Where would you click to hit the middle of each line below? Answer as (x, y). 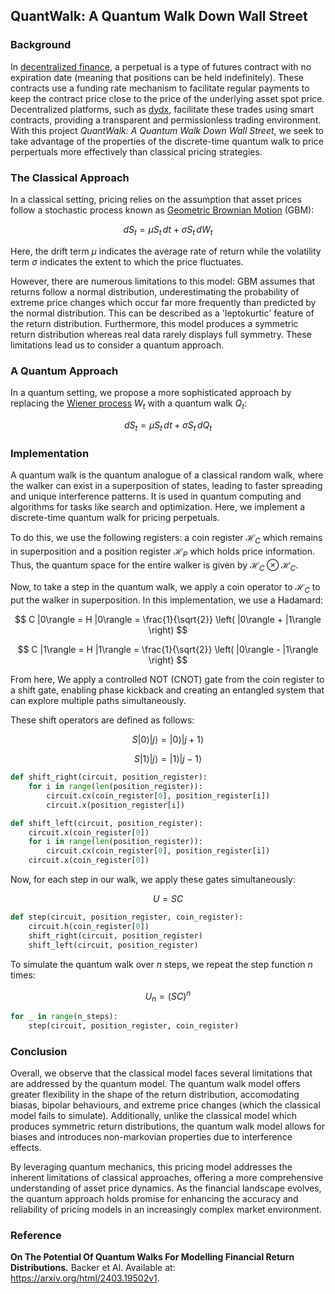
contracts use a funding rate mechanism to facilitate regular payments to (160, 88)
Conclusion (39, 1051)
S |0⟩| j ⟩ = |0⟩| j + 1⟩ (168, 740)
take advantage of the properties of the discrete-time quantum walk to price (167, 141)
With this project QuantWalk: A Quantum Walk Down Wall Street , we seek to (167, 130)
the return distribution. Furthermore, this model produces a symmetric (154, 323)
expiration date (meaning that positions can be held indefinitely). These (157, 77)
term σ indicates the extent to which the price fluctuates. (127, 261)
